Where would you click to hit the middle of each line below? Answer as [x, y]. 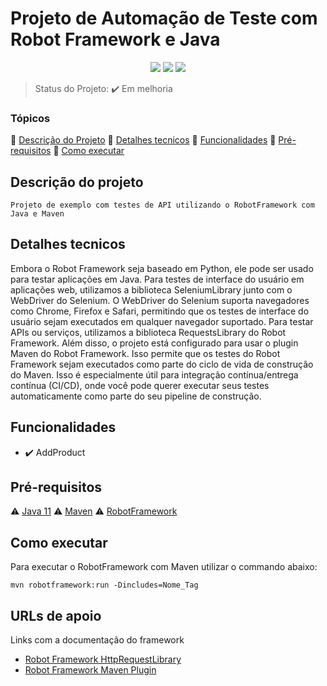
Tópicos [30, 118]
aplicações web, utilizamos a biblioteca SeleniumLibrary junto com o [151, 289]
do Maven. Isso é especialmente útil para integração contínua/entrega [154, 374]
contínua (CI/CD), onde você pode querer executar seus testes [140, 385]
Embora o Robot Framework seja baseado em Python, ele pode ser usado [162, 268]
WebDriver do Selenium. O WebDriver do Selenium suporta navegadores [160, 300]
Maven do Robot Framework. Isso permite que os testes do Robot [145, 353]
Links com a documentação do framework [97, 640]
